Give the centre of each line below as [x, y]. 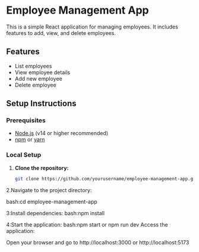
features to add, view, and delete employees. [61, 33]
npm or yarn [30, 139]
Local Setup [24, 155]
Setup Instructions [41, 103]
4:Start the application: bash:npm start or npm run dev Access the [87, 224]
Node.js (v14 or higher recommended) [61, 133]
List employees [33, 66]
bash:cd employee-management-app [52, 202]
